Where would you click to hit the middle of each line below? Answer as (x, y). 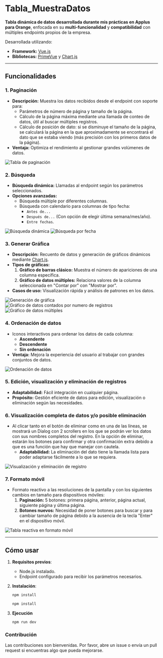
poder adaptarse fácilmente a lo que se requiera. (68, 457)
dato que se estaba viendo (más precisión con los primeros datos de (88, 137)
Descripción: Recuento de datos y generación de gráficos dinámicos (81, 255)
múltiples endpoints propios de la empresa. (48, 32)
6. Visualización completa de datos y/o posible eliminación (76, 415)
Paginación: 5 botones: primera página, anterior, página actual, (83, 500)
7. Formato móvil (25, 479)
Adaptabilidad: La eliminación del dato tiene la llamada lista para (84, 452)
